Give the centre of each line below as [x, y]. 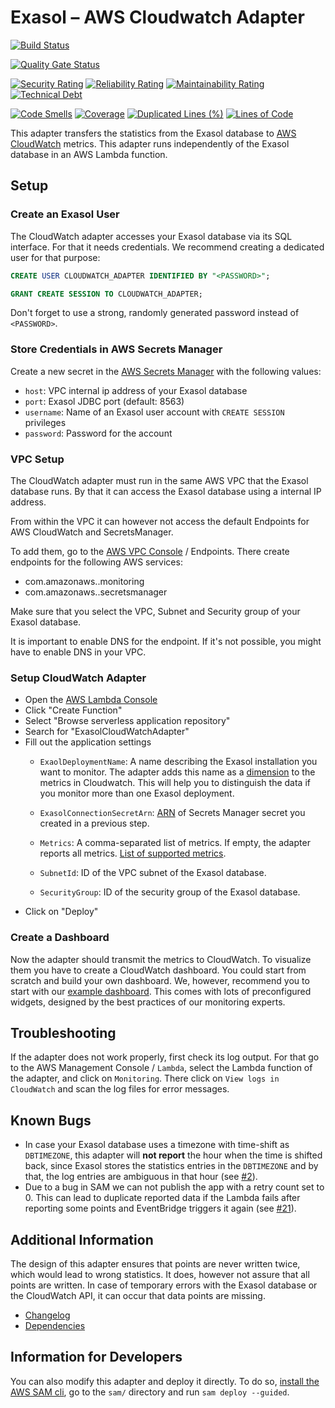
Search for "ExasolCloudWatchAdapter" [107, 732]
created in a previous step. [94, 823]
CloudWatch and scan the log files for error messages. [120, 1089]
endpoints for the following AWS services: [96, 562]
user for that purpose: [55, 257]
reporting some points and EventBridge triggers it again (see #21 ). [160, 1208]
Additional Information [82, 1239]
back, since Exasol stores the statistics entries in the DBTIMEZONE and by [171, 1166]
